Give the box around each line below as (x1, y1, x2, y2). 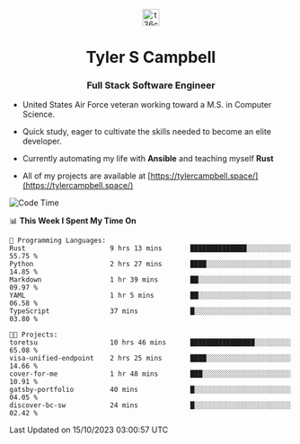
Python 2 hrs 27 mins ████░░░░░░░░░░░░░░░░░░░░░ (9, 260, 292, 269)
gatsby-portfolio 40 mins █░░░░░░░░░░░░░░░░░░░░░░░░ (9, 386, 292, 395)
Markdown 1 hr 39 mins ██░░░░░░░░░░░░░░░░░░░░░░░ (9, 275, 292, 284)
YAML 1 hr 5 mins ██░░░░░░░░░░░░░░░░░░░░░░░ (9, 292, 292, 300)
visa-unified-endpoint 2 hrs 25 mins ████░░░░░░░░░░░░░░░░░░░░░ (9, 354, 292, 363)
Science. (22, 109, 56, 120)
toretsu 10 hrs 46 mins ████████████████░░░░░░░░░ (9, 338, 292, 347)
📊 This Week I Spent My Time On (9, 215, 137, 226)
